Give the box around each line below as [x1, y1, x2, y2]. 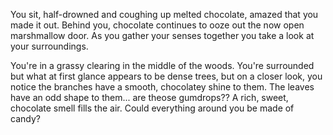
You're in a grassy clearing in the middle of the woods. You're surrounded [10, 60, 315, 71]
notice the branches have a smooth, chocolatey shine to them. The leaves [10, 81, 315, 93]
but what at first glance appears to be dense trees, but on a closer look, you [10, 70, 323, 82]
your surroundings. [10, 40, 89, 52]
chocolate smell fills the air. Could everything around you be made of [10, 102, 295, 114]
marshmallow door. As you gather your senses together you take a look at [10, 30, 315, 41]
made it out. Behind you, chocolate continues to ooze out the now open [10, 19, 305, 31]
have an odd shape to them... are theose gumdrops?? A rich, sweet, [10, 92, 289, 103]
